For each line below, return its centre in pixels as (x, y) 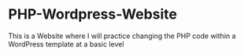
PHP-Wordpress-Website (93, 14)
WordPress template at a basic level (66, 44)
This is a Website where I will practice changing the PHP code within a (122, 36)
